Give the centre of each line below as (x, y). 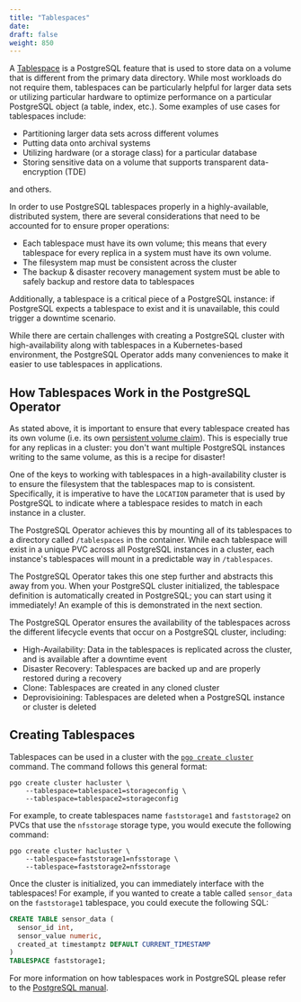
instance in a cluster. (48, 513)
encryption (42, 172)
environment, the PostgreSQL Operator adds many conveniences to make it (149, 355)
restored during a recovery (72, 678)
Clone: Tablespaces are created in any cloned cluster (121, 688)
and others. (31, 189)
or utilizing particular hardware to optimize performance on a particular (141, 97)
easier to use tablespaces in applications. (86, 365)
